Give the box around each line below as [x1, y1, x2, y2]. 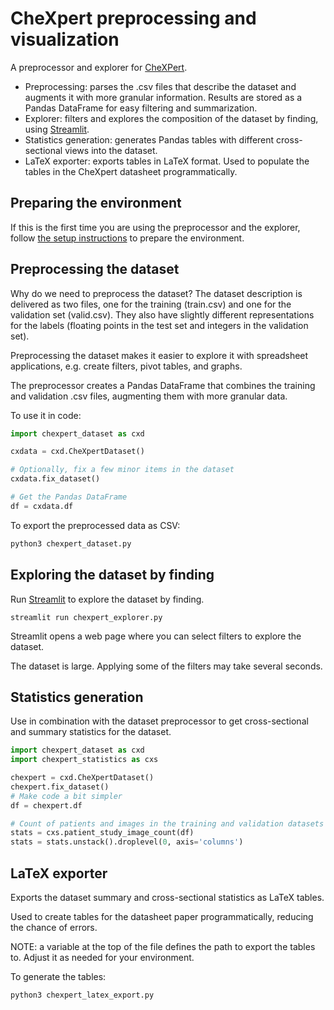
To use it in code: [10, 409, 82, 421]
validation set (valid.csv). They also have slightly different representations [10, 308, 315, 321]
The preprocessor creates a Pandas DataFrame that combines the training [10, 379, 316, 391]
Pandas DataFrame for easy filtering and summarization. [24, 102, 258, 114]
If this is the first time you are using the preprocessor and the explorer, [10, 221, 301, 233]
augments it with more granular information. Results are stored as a [24, 91, 303, 103]
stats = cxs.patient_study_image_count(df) [10, 828, 195, 838]
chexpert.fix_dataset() [10, 782, 110, 792]
